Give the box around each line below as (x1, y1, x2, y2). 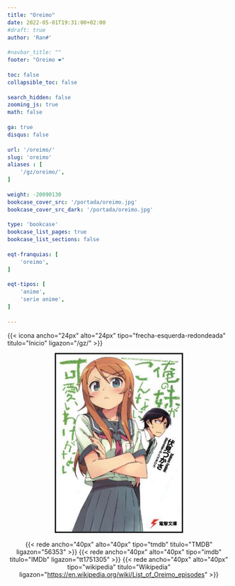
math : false (7, 109, 42, 116)
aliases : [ (7, 161, 42, 168)
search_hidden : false (7, 94, 71, 101)
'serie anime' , (20, 296, 65, 303)
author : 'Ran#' (7, 34, 52, 41)
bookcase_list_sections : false (7, 236, 100, 243)
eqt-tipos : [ (7, 281, 46, 288)
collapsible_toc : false (7, 79, 78, 86)
